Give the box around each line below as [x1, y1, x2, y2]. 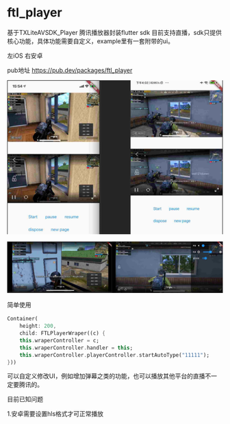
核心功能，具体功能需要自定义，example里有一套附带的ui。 [7, 36, 175, 45]
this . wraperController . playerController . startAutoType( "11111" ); [19, 351, 210, 358]
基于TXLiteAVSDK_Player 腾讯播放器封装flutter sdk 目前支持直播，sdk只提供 [7, 28, 222, 36]
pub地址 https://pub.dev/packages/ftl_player [7, 66, 133, 74]
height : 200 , [19, 322, 57, 330]
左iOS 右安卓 [7, 51, 43, 60]
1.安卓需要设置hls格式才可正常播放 [7, 410, 104, 418]
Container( [7, 316, 38, 322]
